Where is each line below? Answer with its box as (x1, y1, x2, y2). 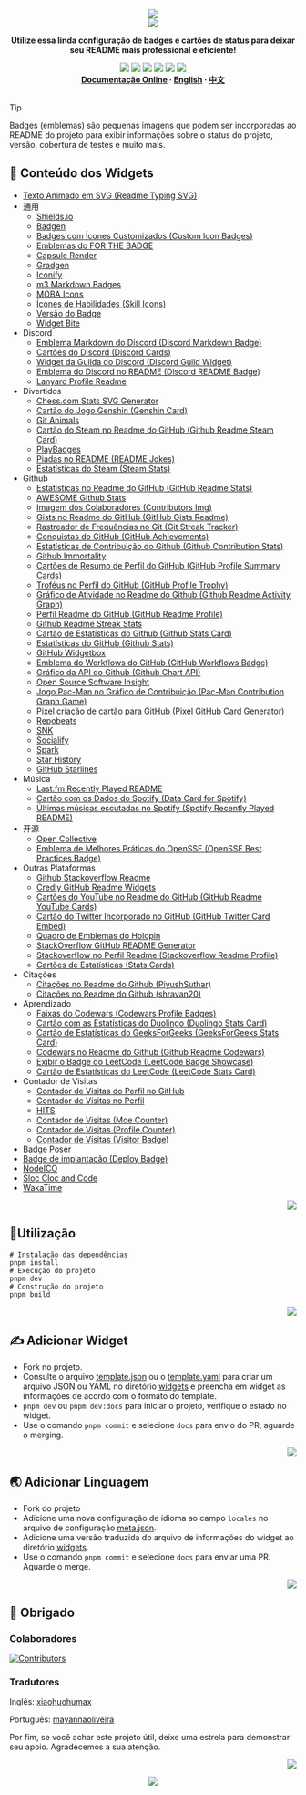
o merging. (22, 1429, 64, 1441)
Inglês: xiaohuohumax (9, 1696, 93, 1707)
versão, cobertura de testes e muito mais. (9, 140, 166, 150)
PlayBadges (36, 444, 82, 454)
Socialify (36, 735, 70, 746)
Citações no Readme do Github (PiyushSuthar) (36, 978, 212, 989)
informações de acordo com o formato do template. (22, 1391, 217, 1402)
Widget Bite (36, 318, 80, 329)
